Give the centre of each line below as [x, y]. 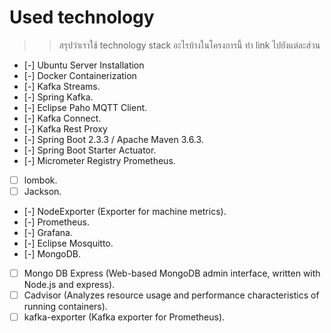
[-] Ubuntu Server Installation [84, 65]
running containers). [65, 307]
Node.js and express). [69, 285]
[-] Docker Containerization [80, 75]
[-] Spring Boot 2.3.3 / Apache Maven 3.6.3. [113, 139]
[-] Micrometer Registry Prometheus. [99, 160]
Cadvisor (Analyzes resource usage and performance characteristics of [171, 295]
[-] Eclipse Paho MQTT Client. [85, 107]
